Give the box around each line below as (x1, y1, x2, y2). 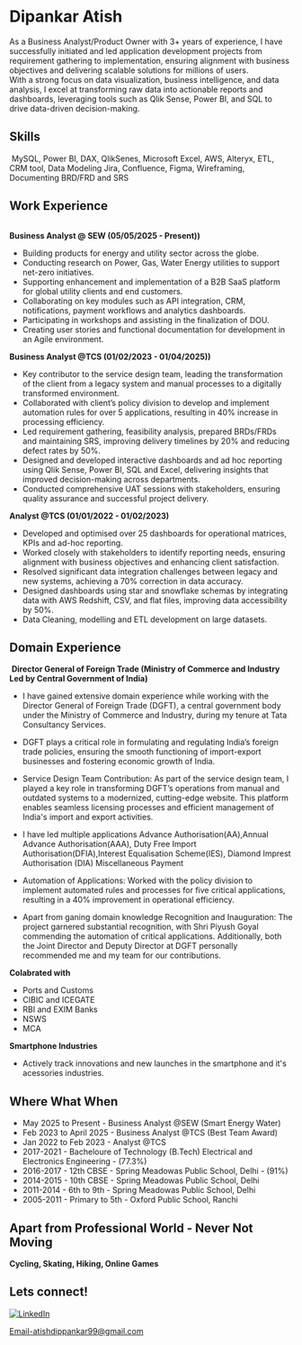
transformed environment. (22, 387, 120, 398)
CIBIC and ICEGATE (22, 995, 95, 1006)
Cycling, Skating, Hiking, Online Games (9, 1259, 159, 1268)
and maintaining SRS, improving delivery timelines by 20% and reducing (22, 435, 290, 447)
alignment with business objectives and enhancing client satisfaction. (22, 556, 280, 567)
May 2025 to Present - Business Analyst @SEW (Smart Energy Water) (22, 1118, 281, 1129)
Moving (9, 1234, 53, 1250)
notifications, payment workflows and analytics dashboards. (22, 304, 246, 316)
